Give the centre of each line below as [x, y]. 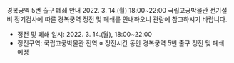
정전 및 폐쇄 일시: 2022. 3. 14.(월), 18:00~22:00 [85, 34]
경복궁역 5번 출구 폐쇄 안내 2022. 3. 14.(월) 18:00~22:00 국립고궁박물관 [107, 10]
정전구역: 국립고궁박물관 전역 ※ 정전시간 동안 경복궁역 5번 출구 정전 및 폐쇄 [121, 43]
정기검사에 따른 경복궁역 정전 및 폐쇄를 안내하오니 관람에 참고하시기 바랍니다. [121, 19]
